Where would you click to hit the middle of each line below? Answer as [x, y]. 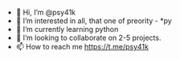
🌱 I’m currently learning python [67, 29]
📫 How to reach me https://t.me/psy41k [82, 47]
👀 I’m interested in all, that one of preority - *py [94, 21]
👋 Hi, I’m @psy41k [46, 12]
